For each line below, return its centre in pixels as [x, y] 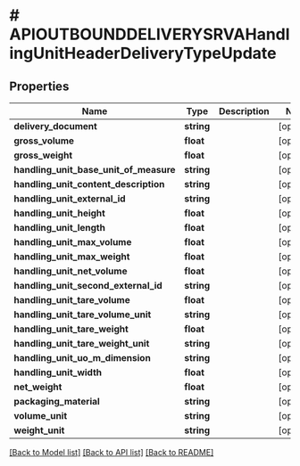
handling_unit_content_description [89, 184]
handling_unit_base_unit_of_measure [95, 170]
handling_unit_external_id [70, 199]
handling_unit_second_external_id [88, 286]
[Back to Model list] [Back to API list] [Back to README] [112, 452]
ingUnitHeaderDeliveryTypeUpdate [143, 53]
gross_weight [43, 155]
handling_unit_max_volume [73, 242]
